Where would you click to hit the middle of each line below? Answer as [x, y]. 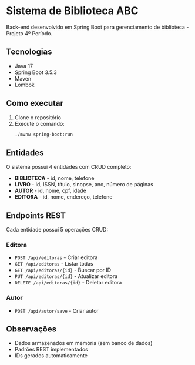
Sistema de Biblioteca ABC [73, 11]
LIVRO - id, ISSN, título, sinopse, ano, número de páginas [84, 185]
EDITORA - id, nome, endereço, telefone [63, 197]
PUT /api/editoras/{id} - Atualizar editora [66, 276]
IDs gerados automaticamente [51, 356]
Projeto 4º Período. [29, 33]
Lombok [25, 85]
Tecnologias [29, 52]
